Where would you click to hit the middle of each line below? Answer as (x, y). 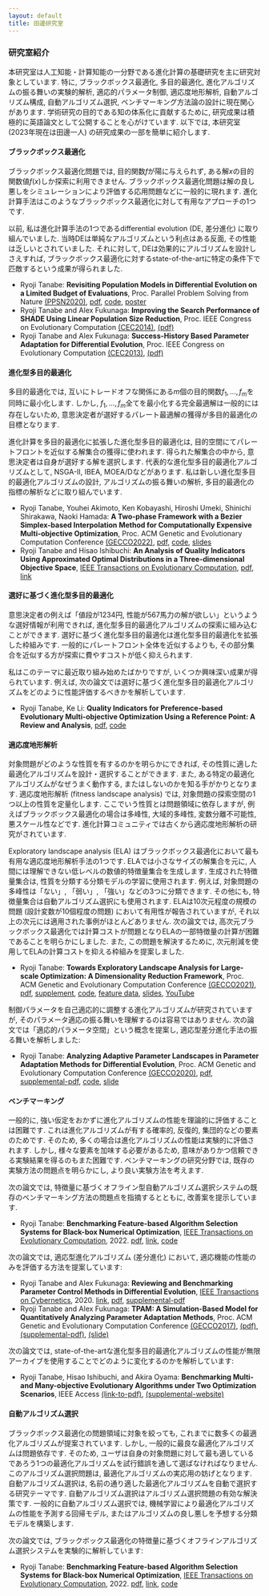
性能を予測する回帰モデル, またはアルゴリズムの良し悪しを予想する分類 (140, 1513)
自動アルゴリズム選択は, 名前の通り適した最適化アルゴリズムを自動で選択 (129, 1483)
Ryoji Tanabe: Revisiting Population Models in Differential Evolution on (139, 285)
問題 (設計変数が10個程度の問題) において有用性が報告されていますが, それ (130, 911)
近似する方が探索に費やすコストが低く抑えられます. (108, 655)
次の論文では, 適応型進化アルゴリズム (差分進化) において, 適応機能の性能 (129, 1257)
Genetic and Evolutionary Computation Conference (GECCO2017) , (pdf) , (139, 1326)
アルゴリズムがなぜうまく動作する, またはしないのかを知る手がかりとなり (129, 784)
